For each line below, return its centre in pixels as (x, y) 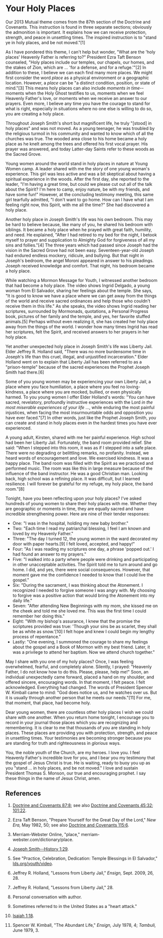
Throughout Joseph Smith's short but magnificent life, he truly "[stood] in (79, 123)
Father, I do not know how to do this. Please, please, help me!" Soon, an (77, 672)
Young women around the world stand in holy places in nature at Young (77, 164)
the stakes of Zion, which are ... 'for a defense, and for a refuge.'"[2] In (76, 67)
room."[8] (15, 489)
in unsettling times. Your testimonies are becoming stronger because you (78, 738)
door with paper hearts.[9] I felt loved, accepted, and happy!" (74, 543)
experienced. (19, 428)
